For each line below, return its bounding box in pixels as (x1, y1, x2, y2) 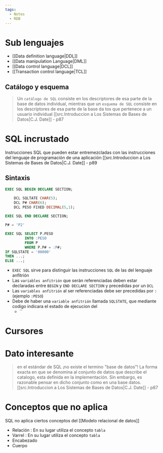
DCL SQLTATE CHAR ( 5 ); (14, 196, 57, 200)
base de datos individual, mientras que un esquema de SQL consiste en (17, 101, 157, 107)
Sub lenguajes (5, 37, 64, 48)
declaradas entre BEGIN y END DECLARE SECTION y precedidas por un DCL (12, 283, 154, 289)
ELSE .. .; (5, 258, 25, 263)
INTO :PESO (24, 236, 47, 241)
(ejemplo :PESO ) (12, 293, 44, 299)
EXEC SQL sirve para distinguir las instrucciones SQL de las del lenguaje (12, 267, 152, 273)
